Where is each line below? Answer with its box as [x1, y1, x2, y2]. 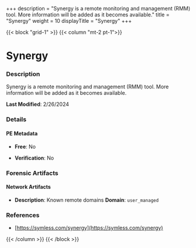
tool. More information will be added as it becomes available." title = [6, 11, 170, 18]
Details [6, 115, 27, 123]
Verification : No [14, 154, 54, 161]
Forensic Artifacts [6, 169, 59, 177]
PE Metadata [6, 130, 38, 137]
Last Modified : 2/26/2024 [6, 101, 69, 108]
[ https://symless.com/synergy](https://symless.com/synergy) [14, 225, 163, 232]
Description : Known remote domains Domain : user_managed [14, 196, 159, 204]
